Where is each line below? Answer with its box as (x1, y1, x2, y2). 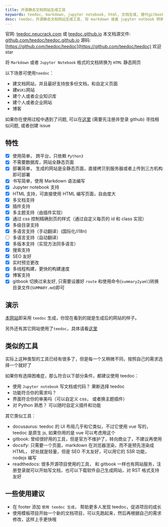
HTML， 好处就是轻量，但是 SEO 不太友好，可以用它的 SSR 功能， (12, 448, 149, 454)
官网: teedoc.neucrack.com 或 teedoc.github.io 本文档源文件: (5, 31, 131, 37)
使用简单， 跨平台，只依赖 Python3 (12, 153, 83, 159)
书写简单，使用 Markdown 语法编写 (12, 178, 85, 184)
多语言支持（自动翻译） (12, 234, 61, 240)
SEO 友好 (12, 253, 31, 259)
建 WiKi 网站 (12, 87, 35, 93)
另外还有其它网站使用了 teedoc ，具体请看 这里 (5, 326, 97, 332)
